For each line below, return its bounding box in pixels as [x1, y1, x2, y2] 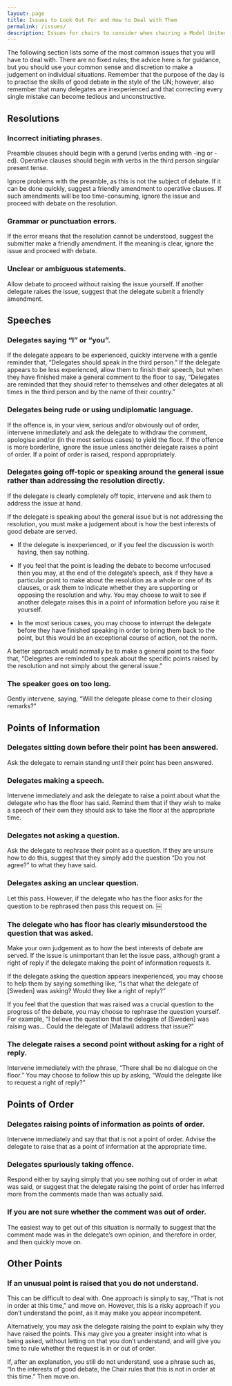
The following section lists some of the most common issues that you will [7, 48, 215, 57]
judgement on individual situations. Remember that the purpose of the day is [7, 71, 225, 79]
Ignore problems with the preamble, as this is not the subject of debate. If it [7, 177, 221, 185]
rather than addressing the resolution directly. [7, 476, 166, 486]
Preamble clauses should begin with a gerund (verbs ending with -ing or [7, 149, 213, 157]
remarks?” [7, 702, 37, 710]
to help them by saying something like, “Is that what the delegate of [7, 979, 199, 988]
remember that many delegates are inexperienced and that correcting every [7, 85, 223, 93]
